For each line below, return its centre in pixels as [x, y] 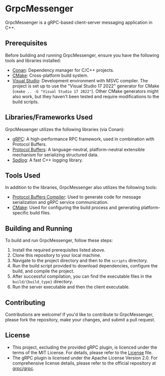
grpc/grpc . [23, 368]
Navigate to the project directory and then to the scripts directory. [80, 260]
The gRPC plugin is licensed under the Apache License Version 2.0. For [85, 358]
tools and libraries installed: [33, 61]
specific [20, 213]
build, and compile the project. [43, 271]
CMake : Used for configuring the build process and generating [76, 208]
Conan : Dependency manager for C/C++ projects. [63, 70]
